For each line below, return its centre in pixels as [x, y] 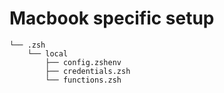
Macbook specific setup [112, 18]
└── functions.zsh [83, 80]
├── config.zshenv [83, 62]
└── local [48, 53]
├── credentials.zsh [88, 71]
